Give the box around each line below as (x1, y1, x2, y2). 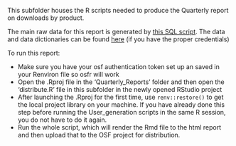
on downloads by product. (7, 14, 85, 22)
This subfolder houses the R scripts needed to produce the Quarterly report (7, 6, 229, 14)
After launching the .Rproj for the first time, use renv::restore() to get (17, 93, 224, 101)
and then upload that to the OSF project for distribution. (17, 131, 181, 139)
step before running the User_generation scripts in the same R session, (17, 108, 226, 116)
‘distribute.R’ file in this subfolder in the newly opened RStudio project (17, 85, 222, 93)
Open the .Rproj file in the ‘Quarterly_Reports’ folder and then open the (17, 78, 225, 86)
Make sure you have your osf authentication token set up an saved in (17, 63, 220, 71)
